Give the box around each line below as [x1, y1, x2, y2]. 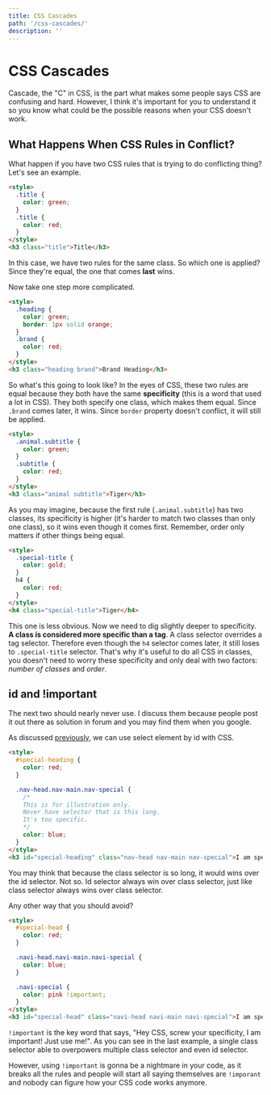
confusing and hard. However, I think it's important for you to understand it [8, 97, 256, 107]
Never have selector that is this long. [23, 808, 161, 816]
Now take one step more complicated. [8, 282, 135, 292]
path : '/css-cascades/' [8, 19, 89, 27]
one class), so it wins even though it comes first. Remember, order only [8, 522, 245, 532]
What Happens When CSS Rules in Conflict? [8, 137, 236, 151]
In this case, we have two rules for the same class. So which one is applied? [8, 258, 261, 267]
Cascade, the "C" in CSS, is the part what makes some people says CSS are [8, 88, 261, 98]
